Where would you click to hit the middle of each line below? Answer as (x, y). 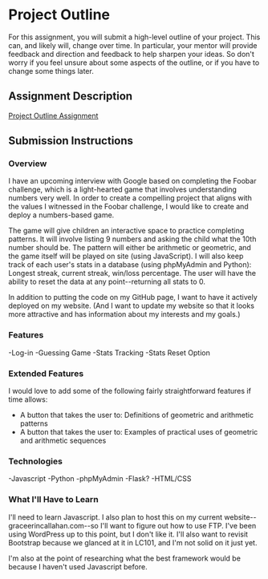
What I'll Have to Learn (53, 500)
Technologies (35, 461)
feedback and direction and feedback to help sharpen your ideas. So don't (132, 54)
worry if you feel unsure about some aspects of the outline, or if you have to (134, 63)
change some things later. (51, 71)
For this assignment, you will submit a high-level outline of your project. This (134, 37)
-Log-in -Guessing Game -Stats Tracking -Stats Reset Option (109, 352)
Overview (28, 164)
